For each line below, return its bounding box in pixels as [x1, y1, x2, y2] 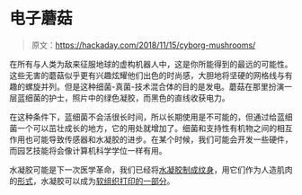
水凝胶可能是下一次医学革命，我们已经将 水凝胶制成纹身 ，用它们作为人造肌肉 [9, 164, 293, 175]
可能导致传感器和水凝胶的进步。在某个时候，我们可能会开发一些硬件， [32, 134, 293, 145]
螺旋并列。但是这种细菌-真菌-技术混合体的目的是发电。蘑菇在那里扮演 [24, 81, 285, 92]
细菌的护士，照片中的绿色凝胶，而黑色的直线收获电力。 [24, 92, 230, 103]
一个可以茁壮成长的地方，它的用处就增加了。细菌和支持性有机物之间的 [16, 122, 277, 133]
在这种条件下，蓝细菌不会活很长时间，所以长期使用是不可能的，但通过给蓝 [9, 111, 285, 122]
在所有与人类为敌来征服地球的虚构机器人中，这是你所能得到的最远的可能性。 [9, 58, 293, 69]
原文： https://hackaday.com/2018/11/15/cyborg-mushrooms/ [31, 40, 256, 50]
